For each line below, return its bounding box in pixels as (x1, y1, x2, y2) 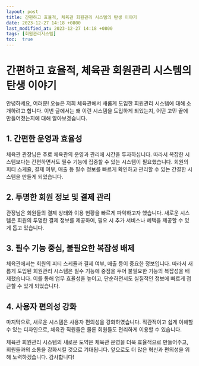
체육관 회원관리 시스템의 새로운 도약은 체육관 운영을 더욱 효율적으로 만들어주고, (6, 339, 189, 346)
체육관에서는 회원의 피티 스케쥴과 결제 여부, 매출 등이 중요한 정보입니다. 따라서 (6, 260, 187, 267)
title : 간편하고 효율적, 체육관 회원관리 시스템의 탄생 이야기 (6, 14, 137, 20)
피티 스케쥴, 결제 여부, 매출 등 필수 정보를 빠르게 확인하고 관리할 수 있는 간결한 (6, 165, 187, 173)
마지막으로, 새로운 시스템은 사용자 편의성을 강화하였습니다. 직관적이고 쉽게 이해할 (6, 318, 194, 325)
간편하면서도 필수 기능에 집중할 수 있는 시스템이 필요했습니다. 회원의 (31, 158, 189, 165)
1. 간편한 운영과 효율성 (6, 134, 83, 144)
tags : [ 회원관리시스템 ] (6, 31, 56, 37)
